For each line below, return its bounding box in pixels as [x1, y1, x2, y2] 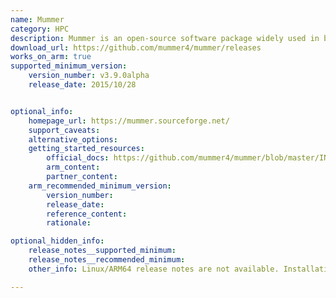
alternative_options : [28, 134, 118, 145]
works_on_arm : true [10, 52, 92, 62]
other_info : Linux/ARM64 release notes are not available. [28, 264, 280, 274]
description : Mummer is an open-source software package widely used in [10, 33, 320, 43]
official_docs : [46, 153, 110, 163]
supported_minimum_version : [10, 61, 128, 71]
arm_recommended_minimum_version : [28, 181, 172, 191]
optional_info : [10, 106, 74, 116]
